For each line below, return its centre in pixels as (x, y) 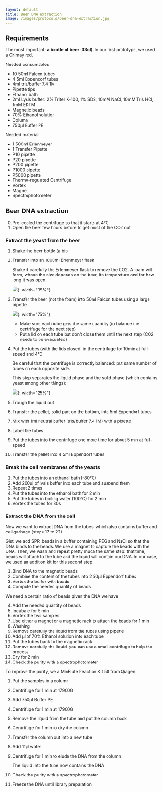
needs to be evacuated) (43, 339)
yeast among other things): (39, 383)
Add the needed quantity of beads (47, 605)
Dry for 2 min (26, 657)
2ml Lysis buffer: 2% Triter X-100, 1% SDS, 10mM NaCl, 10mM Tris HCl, (83, 99)
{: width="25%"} (34, 393)
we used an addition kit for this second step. (49, 562)
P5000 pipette (27, 175)
